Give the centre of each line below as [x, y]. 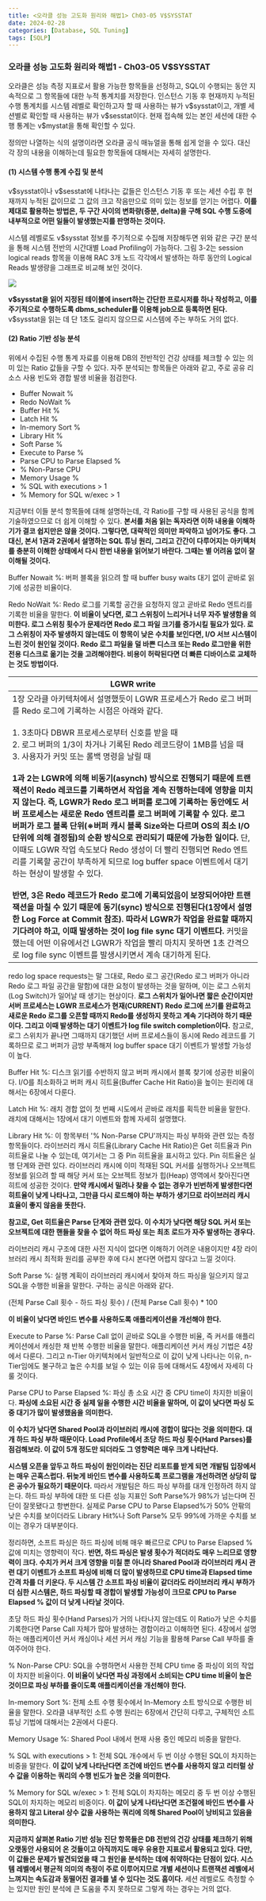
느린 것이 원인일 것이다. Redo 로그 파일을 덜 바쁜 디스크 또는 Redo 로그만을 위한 [130, 644]
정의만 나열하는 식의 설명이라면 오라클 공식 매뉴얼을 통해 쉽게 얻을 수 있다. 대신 [129, 142]
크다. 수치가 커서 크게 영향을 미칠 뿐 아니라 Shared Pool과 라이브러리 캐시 [135, 1562]
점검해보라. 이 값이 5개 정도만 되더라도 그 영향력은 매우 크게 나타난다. [114, 1449]
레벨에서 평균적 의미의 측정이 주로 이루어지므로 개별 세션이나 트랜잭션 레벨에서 [135, 1868]
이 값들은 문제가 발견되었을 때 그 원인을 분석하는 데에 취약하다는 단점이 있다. [123, 1859]
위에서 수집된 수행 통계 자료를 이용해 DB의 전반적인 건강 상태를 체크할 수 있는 [127, 357]
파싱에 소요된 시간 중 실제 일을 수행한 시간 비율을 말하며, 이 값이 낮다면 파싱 [133, 1403]
